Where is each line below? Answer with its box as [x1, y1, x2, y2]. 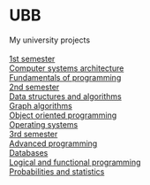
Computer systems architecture [9, 63, 124, 73]
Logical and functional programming [9, 157, 141, 167]
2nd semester [9, 81, 60, 92]
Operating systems [9, 119, 79, 129]
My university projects [9, 35, 91, 45]
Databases [9, 147, 49, 158]
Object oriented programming [9, 110, 117, 120]
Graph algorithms [9, 100, 72, 111]
